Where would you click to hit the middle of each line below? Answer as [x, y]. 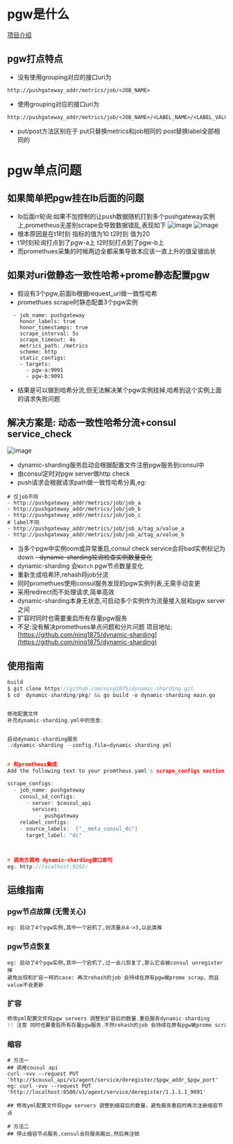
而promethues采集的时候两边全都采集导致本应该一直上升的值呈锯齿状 [116, 251]
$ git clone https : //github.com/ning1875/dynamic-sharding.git [101, 689]
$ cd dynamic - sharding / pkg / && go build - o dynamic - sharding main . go [111, 695]
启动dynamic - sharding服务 [43, 739]
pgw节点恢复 [29, 946]
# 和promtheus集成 [32, 765]
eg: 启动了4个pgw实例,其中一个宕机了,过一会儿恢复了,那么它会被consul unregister [115, 963]
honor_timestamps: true [54, 327]
